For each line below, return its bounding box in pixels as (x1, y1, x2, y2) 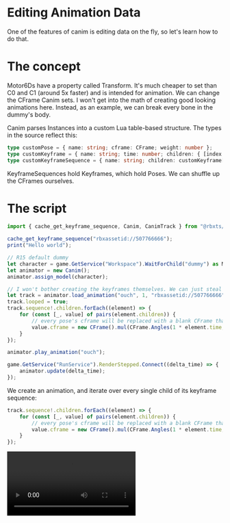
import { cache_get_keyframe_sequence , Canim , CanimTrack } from (7, 223, 197, 230)
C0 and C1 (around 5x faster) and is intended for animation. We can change (7, 88, 220, 97)
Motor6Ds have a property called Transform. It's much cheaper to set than (7, 81, 217, 90)
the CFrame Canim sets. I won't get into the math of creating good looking (7, 96, 216, 104)
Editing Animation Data (7, 5, 141, 21)
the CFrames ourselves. (7, 177, 75, 185)
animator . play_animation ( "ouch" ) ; (7, 349, 106, 356)
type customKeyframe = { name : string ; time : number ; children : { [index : (7, 151, 225, 157)
